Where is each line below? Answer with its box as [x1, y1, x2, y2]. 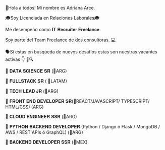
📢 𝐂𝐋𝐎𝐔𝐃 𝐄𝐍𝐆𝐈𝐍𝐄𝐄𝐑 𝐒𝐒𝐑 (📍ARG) [5, 114, 77, 119]
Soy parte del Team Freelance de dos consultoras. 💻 [5, 37, 116, 43]
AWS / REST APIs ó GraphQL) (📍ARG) [5, 129, 83, 135]
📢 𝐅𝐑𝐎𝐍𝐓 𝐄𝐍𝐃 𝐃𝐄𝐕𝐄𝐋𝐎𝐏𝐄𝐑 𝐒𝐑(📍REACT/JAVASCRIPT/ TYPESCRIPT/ [5, 98, 150, 104]
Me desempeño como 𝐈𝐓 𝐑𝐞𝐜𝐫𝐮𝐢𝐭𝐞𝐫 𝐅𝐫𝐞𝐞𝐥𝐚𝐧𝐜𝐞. [5, 27, 101, 32]
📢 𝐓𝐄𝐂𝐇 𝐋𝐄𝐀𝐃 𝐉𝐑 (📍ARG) [5, 88, 59, 94]
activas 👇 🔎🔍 [5, 56, 34, 62]
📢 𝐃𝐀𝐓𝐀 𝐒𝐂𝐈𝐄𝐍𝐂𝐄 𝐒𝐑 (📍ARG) [5, 68, 67, 74]
